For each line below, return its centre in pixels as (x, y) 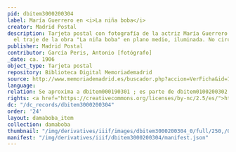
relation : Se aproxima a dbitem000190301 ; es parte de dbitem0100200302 (118, 92)
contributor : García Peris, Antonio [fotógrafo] (80, 53)
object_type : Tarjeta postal (50, 66)
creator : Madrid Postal (42, 27)
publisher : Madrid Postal (45, 46)
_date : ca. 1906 (31, 60)
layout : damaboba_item (40, 118)
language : (22, 85)
